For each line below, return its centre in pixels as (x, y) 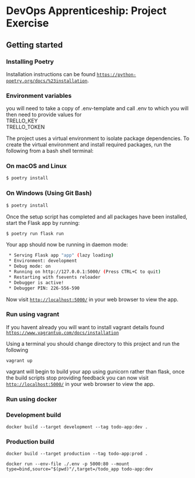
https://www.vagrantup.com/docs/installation (62, 333)
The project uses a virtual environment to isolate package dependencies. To (98, 138)
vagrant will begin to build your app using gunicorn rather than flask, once (95, 371)
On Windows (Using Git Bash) (49, 193)
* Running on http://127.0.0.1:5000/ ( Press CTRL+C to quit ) (85, 272)
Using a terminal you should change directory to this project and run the (93, 343)
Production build (30, 442)
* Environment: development (43, 261)
